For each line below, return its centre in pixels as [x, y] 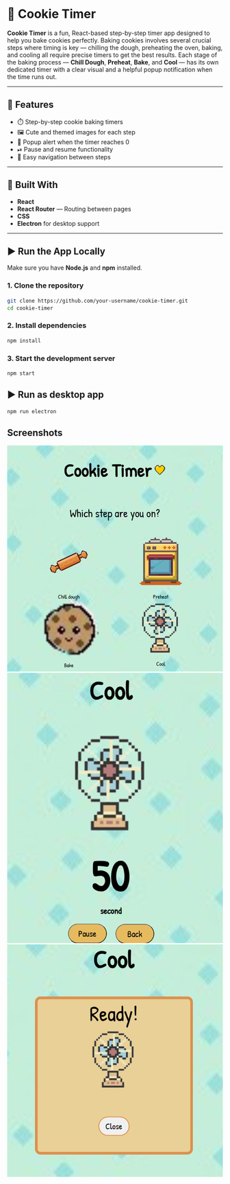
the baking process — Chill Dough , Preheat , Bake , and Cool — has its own [113, 62]
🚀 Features [30, 105]
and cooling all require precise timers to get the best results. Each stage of [112, 55]
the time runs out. [32, 77]
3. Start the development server [61, 358]
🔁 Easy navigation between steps [64, 156]
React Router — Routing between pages [74, 209]
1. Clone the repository [46, 286]
